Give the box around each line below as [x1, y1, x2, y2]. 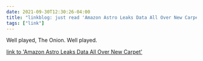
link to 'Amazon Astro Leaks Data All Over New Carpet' [6, 48, 143, 56]
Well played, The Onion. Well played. [6, 37, 98, 44]
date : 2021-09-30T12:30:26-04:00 [6, 8, 91, 15]
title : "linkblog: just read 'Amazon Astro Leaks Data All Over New [6, 14, 182, 21]
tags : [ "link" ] [6, 20, 45, 26]
